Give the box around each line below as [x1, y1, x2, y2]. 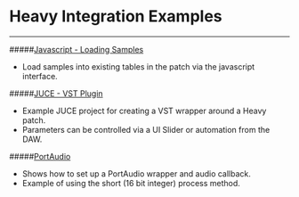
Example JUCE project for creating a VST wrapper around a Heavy [21, 105, 267, 116]
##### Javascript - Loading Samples [9, 44, 144, 54]
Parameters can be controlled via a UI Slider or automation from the [21, 124, 271, 135]
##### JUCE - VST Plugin [9, 87, 104, 99]
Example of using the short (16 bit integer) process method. [21, 177, 240, 188]
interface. [21, 70, 58, 81]
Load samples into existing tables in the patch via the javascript [21, 61, 255, 72]
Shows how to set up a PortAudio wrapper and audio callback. [21, 168, 252, 179]
